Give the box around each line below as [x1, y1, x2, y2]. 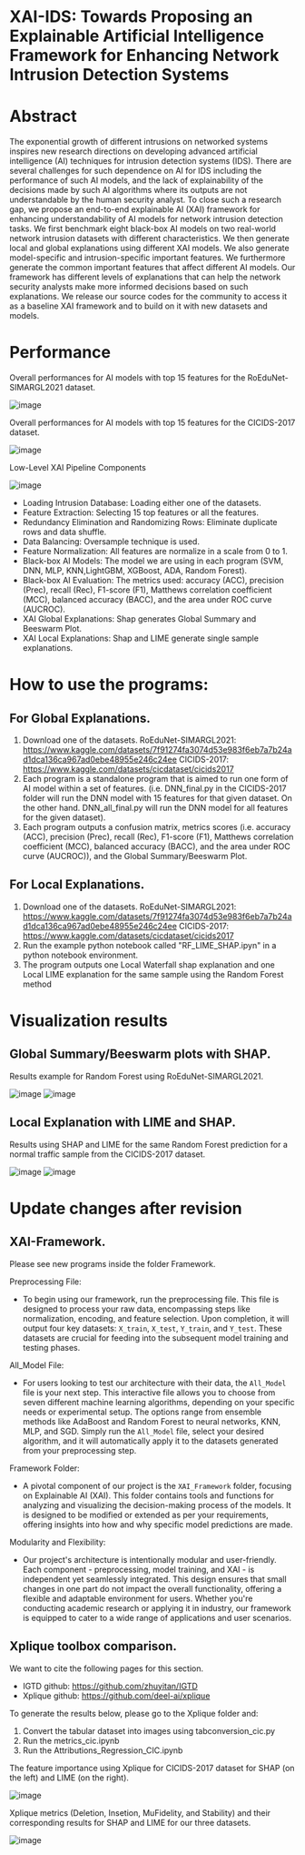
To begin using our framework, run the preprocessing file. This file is [22, 1293, 280, 1304]
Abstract [9, 106, 77, 127]
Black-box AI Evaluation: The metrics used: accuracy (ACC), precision [22, 575, 284, 586]
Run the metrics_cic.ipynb [22, 1735, 120, 1746]
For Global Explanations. [9, 710, 152, 725]
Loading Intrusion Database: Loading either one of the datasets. [22, 498, 261, 509]
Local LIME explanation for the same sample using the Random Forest [22, 968, 284, 979]
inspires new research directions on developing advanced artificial [9, 146, 259, 157]
